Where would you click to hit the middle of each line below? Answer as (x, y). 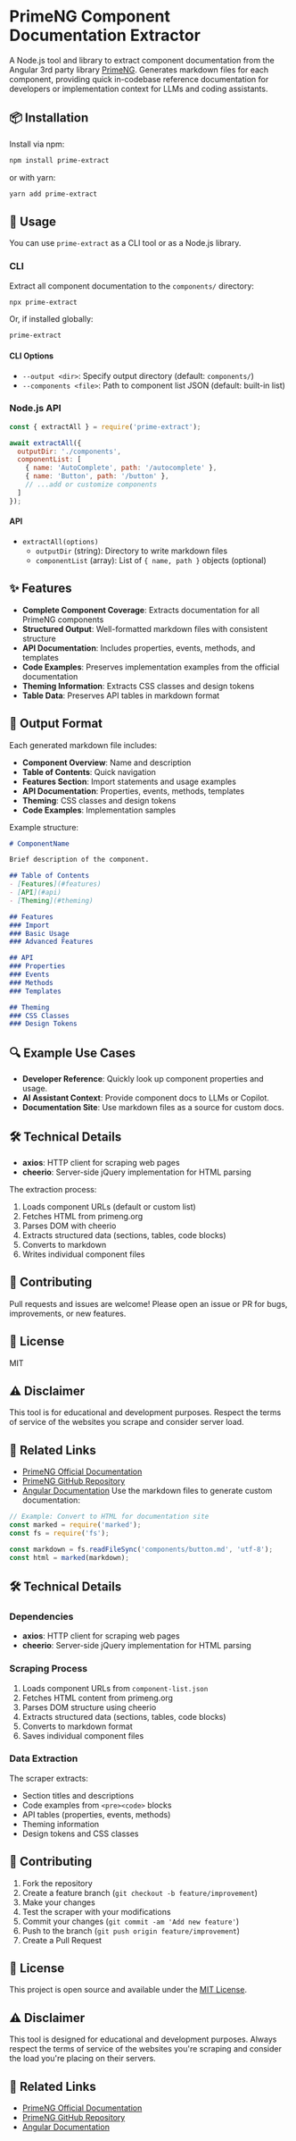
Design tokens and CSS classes (80, 1833)
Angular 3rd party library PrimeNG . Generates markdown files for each (139, 70)
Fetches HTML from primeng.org (82, 1216)
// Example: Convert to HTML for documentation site (109, 1517)
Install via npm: (37, 144)
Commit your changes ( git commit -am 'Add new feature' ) (131, 1921)
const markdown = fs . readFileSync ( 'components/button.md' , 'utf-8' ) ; (141, 1549)
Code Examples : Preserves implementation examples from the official (151, 667)
